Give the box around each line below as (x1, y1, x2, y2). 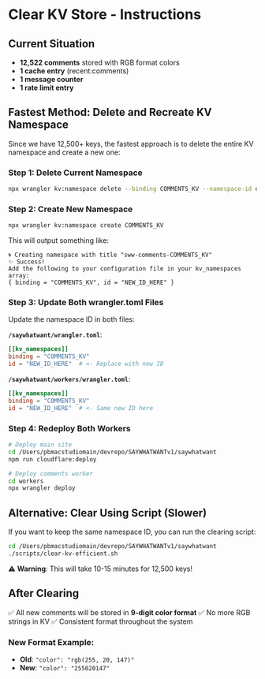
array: (8, 272, 30, 280)
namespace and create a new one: (8, 147, 121, 157)
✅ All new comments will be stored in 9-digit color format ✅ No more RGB (8, 607, 251, 617)
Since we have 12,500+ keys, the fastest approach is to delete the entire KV (8, 139, 254, 148)
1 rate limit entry (19, 83, 74, 92)
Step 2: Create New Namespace (8, 203, 133, 215)
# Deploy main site (8, 441, 73, 449)
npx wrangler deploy (8, 484, 77, 492)
